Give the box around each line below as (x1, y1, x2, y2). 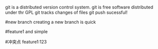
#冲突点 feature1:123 (5, 39, 47, 45)
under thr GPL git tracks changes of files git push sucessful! (5, 9, 128, 15)
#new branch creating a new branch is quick (5, 19, 96, 25)
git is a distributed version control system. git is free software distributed (5, 4, 154, 10)
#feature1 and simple (5, 29, 48, 34)
